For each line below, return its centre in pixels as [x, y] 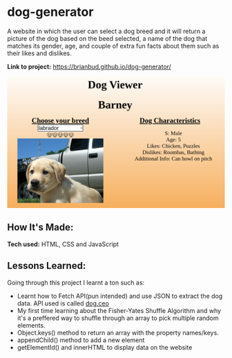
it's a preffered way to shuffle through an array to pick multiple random [118, 318]
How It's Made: [40, 228]
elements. [31, 325]
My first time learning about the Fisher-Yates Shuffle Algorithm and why [119, 310]
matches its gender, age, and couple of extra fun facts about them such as [113, 46]
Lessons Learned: [47, 266]
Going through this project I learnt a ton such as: [76, 282]
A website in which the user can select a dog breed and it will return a [106, 31]
